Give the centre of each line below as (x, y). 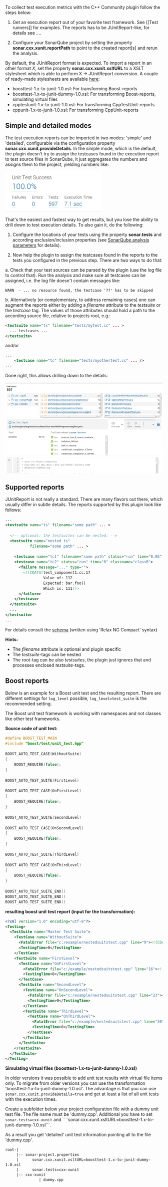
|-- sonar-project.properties (48, 1155)
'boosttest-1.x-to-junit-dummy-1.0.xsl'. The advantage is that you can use (81, 1089)
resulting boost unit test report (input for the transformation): (70, 911)
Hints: (12, 639)
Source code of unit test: (31, 728)
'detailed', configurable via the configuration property (60, 143)
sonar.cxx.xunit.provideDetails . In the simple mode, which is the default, (81, 148)
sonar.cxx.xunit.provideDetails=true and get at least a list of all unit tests (82, 1094)
